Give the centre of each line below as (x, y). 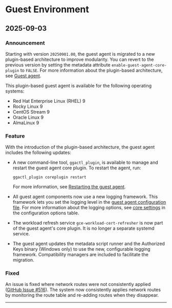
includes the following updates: (38, 152)
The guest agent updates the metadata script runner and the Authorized (89, 244)
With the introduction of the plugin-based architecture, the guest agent (80, 147)
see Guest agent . (23, 76)
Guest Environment (47, 9)
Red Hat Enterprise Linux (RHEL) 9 (49, 101)
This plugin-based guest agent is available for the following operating (79, 85)
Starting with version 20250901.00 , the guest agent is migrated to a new (80, 54)
